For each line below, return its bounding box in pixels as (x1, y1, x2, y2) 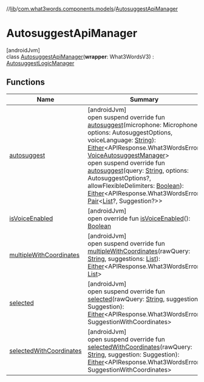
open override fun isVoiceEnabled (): (87, 214, 191, 223)
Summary (129, 95, 159, 103)
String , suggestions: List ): (87, 254, 161, 263)
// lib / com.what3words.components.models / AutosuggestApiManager (6, 5, 178, 12)
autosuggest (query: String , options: (87, 166, 189, 175)
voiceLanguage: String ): (87, 136, 156, 144)
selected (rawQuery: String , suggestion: (87, 294, 200, 303)
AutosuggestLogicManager (6, 59, 75, 66)
